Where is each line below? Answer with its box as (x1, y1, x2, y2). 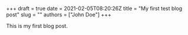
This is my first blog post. (6, 23, 68, 29)
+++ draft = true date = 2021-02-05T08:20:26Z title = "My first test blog (6, 5, 183, 12)
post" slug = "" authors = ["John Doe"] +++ (6, 11, 112, 18)
